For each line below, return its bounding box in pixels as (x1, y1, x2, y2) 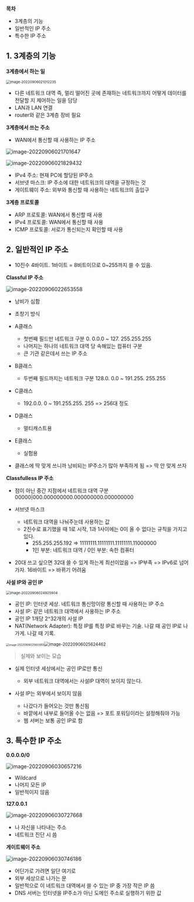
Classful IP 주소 (6, 273, 44, 281)
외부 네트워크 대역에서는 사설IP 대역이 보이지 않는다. (23, 677, 142, 684)
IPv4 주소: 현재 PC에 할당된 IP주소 (14, 171, 94, 178)
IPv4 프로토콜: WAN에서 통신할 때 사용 (14, 218, 104, 225)
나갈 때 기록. (27, 630, 56, 637)
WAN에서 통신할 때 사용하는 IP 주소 (14, 136, 96, 143)
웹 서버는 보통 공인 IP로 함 (23, 717, 83, 724)
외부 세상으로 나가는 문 (14, 875, 67, 882)
